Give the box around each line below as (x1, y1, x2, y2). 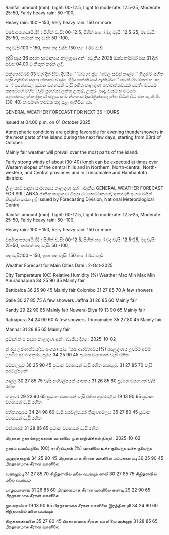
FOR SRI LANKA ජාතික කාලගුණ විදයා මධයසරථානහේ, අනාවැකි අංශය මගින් (5, 191, 152, 196)
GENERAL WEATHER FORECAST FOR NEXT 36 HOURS (5, 109, 120, 115)
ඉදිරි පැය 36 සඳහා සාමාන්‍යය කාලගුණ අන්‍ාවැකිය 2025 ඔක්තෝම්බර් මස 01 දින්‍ (5, 55, 158, 61)
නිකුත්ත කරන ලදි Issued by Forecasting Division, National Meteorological (5, 196, 154, 202)
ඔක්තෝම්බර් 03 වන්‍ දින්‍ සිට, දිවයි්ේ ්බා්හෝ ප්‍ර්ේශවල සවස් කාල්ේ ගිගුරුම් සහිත (5, 71, 164, 77)
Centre (5, 202, 20, 208)
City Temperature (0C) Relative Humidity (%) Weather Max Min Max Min (5, 272, 155, 278)
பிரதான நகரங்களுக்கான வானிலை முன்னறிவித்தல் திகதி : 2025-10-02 (5, 435, 141, 441)
